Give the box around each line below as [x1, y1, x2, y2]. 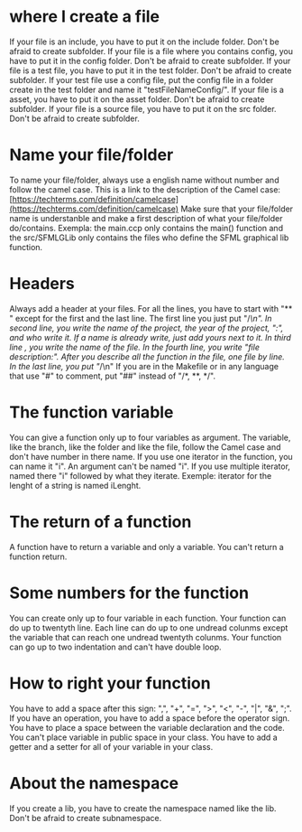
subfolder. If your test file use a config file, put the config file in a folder [9, 74, 274, 85]
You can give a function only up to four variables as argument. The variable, [9, 432, 291, 443]
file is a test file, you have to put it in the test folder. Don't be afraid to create [9, 65, 292, 76]
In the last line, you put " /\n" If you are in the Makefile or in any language [9, 360, 279, 371]
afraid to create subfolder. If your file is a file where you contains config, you [9, 45, 293, 56]
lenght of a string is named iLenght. [9, 480, 142, 491]
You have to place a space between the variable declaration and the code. [9, 722, 286, 733]
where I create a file [9, 6, 160, 27]
